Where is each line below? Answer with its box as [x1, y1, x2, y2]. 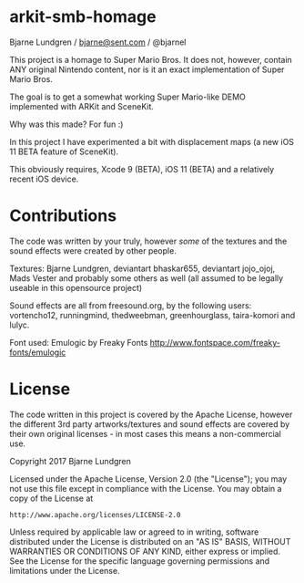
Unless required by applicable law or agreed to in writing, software [9, 526, 259, 537]
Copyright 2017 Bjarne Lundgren [9, 455, 132, 466]
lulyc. [9, 319, 30, 330]
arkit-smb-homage [9, 6, 157, 27]
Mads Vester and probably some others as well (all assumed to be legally [9, 272, 284, 284]
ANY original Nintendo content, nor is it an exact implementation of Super [9, 64, 285, 75]
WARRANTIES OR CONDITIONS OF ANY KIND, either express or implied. [9, 546, 280, 557]
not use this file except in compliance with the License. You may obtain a [9, 483, 282, 494]
